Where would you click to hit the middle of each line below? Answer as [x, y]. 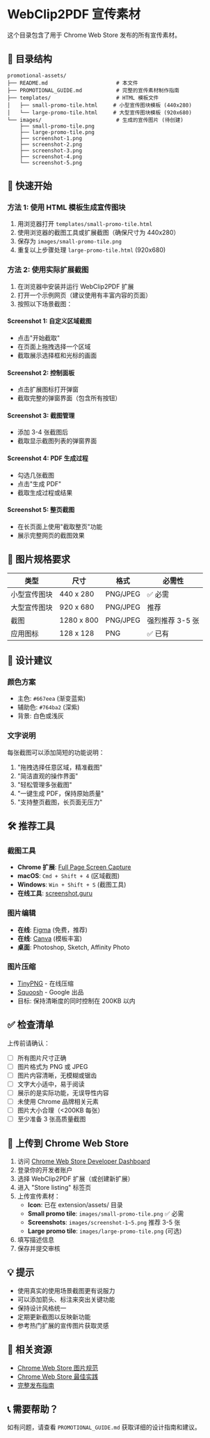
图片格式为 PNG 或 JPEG [52, 1066]
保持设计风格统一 [42, 1308]
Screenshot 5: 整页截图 [41, 510]
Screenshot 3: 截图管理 [41, 415]
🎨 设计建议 [30, 660]
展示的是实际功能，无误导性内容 [63, 1093]
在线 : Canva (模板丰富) [49, 938]
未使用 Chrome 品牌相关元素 [58, 1101]
